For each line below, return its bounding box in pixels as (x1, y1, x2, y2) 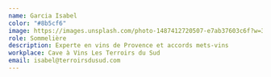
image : (8, 26, 31, 34)
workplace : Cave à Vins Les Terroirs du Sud (8, 49, 161, 57)
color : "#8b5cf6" (8, 19, 67, 27)
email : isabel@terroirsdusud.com (8, 57, 121, 65)
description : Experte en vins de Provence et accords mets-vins (8, 42, 229, 50)
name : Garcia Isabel (8, 11, 78, 20)
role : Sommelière (8, 34, 67, 43)
